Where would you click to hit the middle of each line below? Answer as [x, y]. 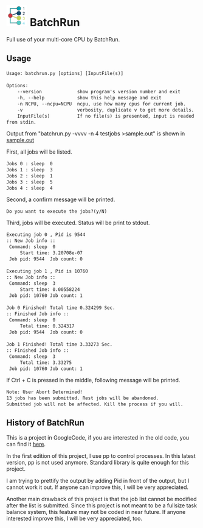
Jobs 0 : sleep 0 [29, 163]
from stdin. [21, 122]
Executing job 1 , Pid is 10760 [47, 271]
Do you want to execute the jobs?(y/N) [57, 211]
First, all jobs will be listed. [39, 152]
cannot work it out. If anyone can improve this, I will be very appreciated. [98, 487]
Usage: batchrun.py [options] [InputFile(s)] [65, 73]
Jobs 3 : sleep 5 [29, 182]
